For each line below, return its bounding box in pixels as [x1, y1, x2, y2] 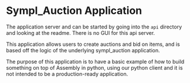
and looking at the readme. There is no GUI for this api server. [6, 29, 155, 36]
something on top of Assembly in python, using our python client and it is [6, 64, 183, 71]
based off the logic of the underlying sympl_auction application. [6, 46, 160, 53]
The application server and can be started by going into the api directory [6, 23, 182, 30]
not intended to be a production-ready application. [6, 70, 128, 77]
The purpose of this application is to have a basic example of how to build [6, 58, 185, 65]
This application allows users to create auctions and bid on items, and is [6, 41, 180, 48]
